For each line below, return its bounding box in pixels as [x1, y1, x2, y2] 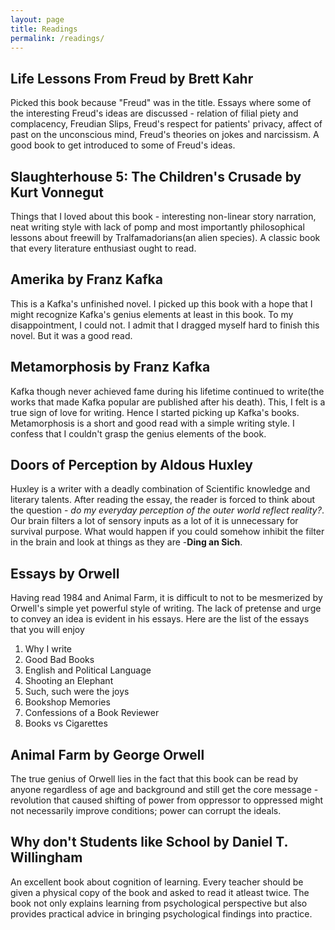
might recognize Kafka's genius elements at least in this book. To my [10, 308, 294, 320]
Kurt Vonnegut [10, 184, 105, 201]
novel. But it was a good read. [10, 329, 133, 341]
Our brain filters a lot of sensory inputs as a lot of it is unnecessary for [10, 515, 299, 527]
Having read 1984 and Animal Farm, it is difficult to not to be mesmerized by [10, 592, 323, 604]
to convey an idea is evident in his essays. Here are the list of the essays [10, 613, 310, 625]
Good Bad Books [24, 654, 95, 666]
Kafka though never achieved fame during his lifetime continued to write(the [10, 385, 325, 397]
